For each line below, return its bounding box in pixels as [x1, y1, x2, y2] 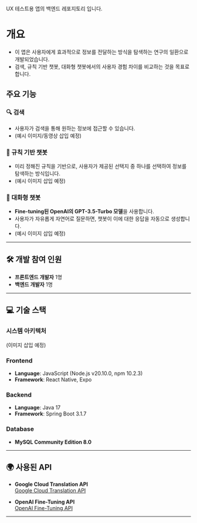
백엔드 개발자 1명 [14, 281, 53, 288]
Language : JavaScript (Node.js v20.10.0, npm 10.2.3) [14, 370, 143, 377]
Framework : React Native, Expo [14, 376, 92, 383]
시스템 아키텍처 [6, 327, 47, 335]
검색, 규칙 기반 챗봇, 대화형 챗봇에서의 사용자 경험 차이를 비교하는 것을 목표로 [14, 63, 190, 70]
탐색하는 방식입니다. [14, 170, 60, 177]
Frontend [6, 356, 33, 364]
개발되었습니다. [14, 55, 50, 63]
